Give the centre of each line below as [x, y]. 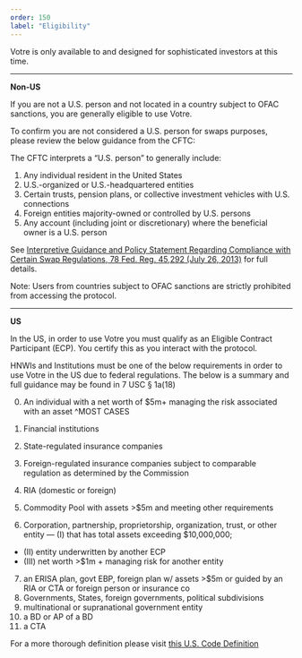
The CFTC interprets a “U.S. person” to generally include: [116, 158]
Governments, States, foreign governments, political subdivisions [143, 597]
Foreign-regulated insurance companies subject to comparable [139, 463]
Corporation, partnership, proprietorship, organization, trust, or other [150, 525]
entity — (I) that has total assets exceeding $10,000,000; [128, 534]
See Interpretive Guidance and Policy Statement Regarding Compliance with [151, 249]
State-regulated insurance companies [93, 446]
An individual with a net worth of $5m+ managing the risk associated [150, 402]
